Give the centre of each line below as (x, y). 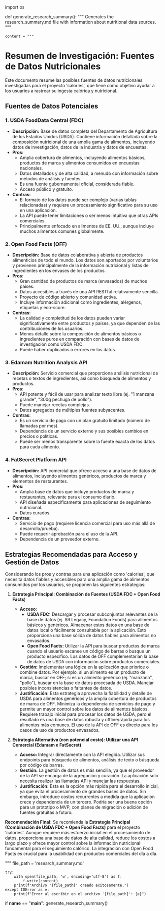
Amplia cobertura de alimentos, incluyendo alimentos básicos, (83, 158)
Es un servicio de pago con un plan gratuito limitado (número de (85, 421)
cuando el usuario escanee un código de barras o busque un (89, 651)
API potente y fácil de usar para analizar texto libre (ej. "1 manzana (87, 394)
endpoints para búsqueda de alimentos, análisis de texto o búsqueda (90, 760)
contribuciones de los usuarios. (51, 328)
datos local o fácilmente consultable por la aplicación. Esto (87, 630)
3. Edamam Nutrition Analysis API (46, 362)
